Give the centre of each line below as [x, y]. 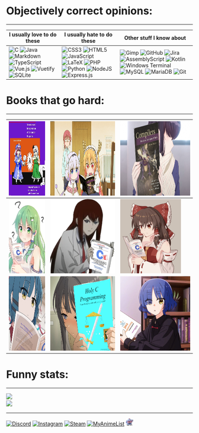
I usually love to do [33, 34]
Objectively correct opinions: [79, 11]
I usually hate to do [88, 34]
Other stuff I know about [155, 37]
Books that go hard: [55, 101]
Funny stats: [38, 374]
